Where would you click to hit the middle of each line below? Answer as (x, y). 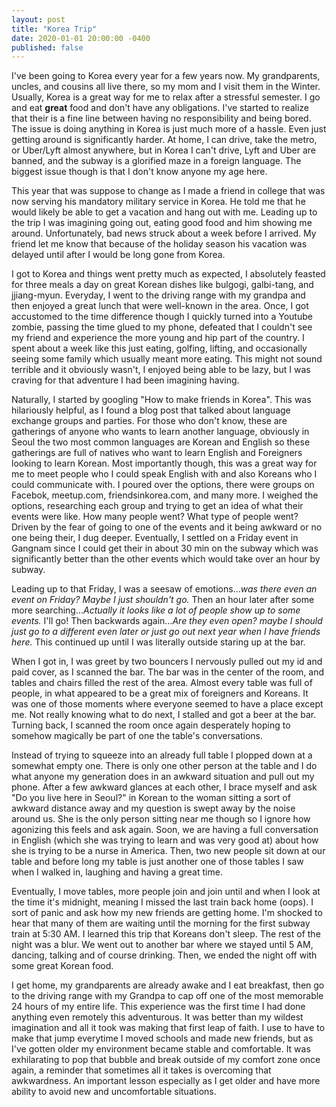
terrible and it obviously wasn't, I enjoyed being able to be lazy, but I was (161, 370)
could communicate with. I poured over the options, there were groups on (163, 485)
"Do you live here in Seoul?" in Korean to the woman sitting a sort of (151, 798)
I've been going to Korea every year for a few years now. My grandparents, (166, 76)
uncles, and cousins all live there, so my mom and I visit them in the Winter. (166, 87)
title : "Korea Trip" (54, 29)
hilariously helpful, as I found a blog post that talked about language (151, 410)
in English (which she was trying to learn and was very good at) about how (165, 840)
